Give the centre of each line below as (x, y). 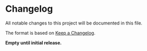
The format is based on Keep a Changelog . (50, 33)
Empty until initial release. (34, 43)
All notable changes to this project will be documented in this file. (74, 23)
